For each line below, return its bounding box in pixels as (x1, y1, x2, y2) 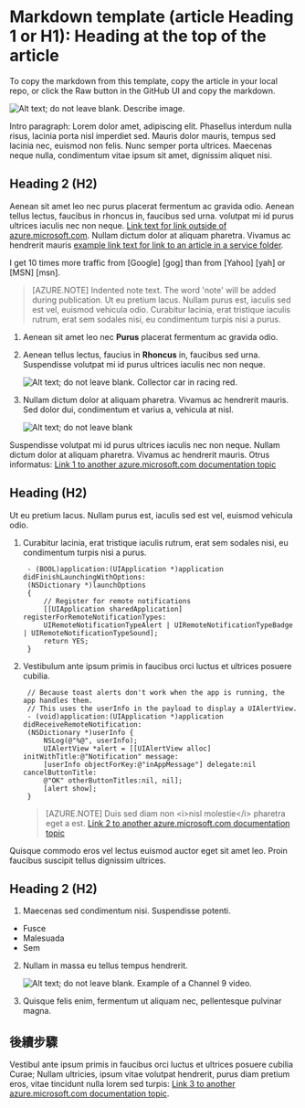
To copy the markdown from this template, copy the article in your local (9, 75, 279, 86)
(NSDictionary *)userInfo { (26, 728, 134, 737)
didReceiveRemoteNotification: (22, 719, 142, 729)
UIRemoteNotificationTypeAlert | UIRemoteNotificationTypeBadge (43, 620, 294, 630)
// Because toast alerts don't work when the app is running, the (26, 687, 285, 697)
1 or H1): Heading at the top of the (9, 26, 267, 47)
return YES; (43, 636, 89, 645)
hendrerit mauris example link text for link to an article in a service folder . (9, 240, 284, 250)
